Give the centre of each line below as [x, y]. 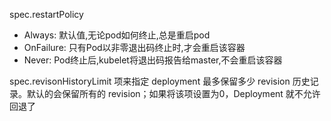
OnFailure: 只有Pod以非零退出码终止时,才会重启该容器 [134, 47]
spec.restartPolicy [46, 14]
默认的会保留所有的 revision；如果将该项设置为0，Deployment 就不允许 [173, 93]
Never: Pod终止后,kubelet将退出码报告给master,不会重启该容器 [153, 60]
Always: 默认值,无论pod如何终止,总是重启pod [117, 35]
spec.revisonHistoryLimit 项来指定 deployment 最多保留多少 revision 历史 [160, 81]
